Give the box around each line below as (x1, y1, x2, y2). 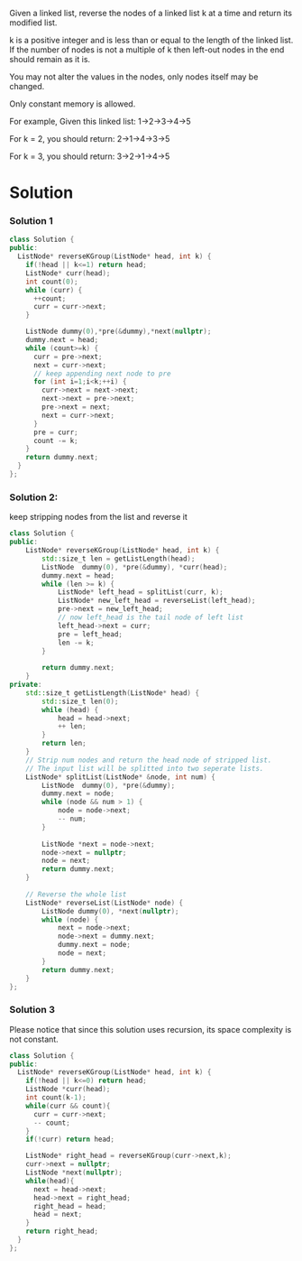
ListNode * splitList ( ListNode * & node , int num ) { (25, 772, 216, 782)
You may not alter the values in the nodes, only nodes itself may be (9, 71, 259, 82)
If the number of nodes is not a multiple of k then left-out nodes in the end (9, 44, 285, 55)
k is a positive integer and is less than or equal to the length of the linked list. (9, 35, 294, 45)
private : (9, 681, 42, 690)
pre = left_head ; (57, 629, 124, 639)
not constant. (9, 1034, 59, 1044)
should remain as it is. (9, 54, 91, 64)
